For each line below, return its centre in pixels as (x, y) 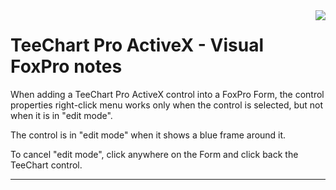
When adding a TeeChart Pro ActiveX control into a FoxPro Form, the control (167, 94)
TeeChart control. (46, 165)
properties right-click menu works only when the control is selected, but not (167, 105)
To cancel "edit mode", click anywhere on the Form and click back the (154, 154)
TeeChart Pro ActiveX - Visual (137, 45)
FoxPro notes (66, 66)
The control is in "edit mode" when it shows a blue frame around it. (148, 135)
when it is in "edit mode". (61, 115)
